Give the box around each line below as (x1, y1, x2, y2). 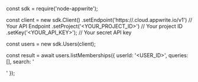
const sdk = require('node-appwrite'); (6, 5, 99, 12)
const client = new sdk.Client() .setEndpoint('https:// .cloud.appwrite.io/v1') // (6, 17, 193, 23)
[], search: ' (6, 58, 34, 65)
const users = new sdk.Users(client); (6, 41, 96, 47)
